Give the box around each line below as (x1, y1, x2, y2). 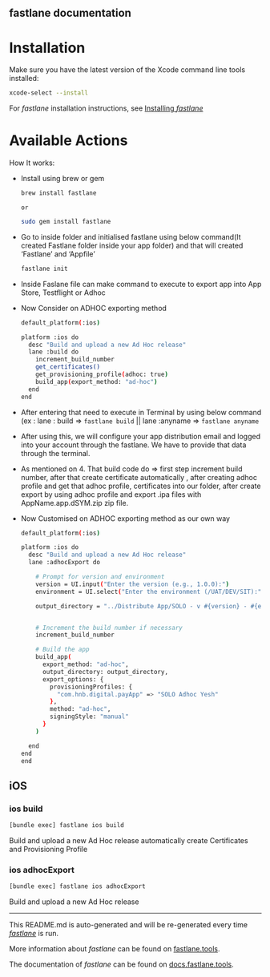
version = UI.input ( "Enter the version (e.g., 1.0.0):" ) (35, 580, 230, 588)
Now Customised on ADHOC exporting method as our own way (20, 513, 231, 523)
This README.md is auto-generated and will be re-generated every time (9, 920, 248, 930)
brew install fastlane (20, 189, 97, 197)
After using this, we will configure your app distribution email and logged (20, 431, 261, 441)
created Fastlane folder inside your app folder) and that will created (20, 240, 244, 250)
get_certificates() (35, 363, 101, 371)
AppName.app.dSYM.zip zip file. (20, 498, 129, 507)
